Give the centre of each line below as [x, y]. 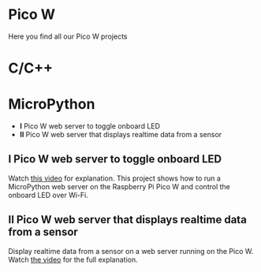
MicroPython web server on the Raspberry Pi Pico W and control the [119, 186]
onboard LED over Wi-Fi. [48, 195]
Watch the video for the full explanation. [73, 259]
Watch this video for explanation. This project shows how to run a [114, 178]
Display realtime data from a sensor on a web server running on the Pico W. [131, 251]
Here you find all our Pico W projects [68, 36]
